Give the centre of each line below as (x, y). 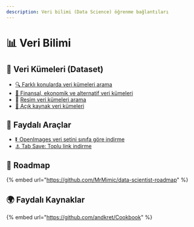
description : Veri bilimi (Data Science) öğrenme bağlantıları (88, 12)
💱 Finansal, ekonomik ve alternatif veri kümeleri (74, 93)
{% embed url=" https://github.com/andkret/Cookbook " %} (79, 217)
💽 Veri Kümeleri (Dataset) (55, 69)
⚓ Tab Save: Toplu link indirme (53, 146)
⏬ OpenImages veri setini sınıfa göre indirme (70, 139)
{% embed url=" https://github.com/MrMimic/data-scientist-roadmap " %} (97, 180)
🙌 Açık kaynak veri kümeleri (50, 106)
